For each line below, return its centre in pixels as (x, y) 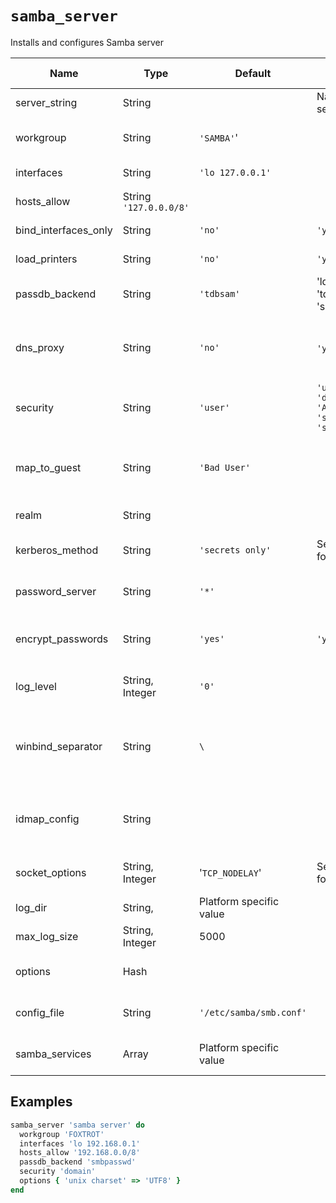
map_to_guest (48, 467)
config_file (40, 1012)
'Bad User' (225, 467)
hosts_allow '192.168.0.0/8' (80, 1153)
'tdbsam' (220, 293)
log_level (36, 686)
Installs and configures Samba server (87, 42)
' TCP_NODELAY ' (230, 872)
